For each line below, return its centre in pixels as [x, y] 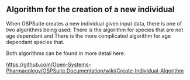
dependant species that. [35, 42]
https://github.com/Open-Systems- [49, 64]
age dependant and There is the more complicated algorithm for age [89, 36]
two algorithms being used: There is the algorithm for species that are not [95, 30]
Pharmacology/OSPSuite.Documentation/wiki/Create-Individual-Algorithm [95, 70]
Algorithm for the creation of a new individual [90, 10]
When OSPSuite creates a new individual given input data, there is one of [94, 23]
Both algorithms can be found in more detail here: [66, 53]
